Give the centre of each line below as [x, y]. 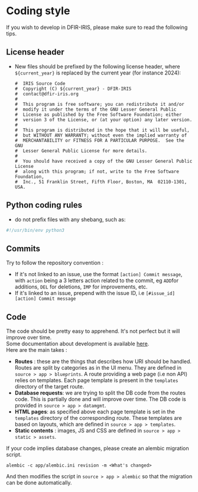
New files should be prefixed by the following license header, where [97, 66]
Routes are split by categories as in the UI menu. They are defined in [98, 368]
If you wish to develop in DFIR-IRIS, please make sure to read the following [97, 27]
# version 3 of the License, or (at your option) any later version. [103, 119]
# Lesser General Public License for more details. [81, 151]
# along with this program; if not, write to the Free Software [97, 171]
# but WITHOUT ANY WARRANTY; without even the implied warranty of [101, 135]
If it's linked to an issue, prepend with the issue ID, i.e [79, 293]
